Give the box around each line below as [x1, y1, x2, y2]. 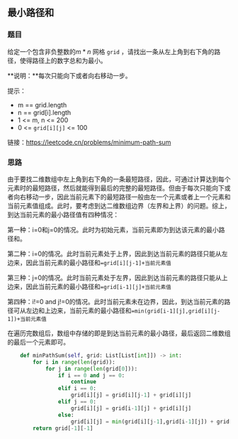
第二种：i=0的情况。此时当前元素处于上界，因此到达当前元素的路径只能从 [7, 249, 222, 258]
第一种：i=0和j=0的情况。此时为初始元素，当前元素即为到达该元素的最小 [7, 225, 219, 234]
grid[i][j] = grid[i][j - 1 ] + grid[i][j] [70, 391, 192, 399]
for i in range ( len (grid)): [33, 358, 115, 366]
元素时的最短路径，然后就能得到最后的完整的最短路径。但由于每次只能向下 [7, 183, 225, 192]
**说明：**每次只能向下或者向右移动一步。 [7, 71, 132, 80]
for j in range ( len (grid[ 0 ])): [45, 365, 138, 372]
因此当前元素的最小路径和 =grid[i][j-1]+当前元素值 [25, 258, 171, 266]
